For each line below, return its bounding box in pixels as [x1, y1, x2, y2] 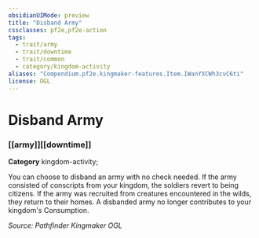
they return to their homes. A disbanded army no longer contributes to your [8, 197, 252, 207]
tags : [8, 33, 26, 42]
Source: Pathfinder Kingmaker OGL [8, 221, 123, 230]
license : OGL [8, 77, 51, 85]
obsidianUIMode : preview [8, 11, 89, 20]
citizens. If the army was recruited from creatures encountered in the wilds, [8, 189, 252, 198]
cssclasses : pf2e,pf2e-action [8, 26, 108, 34]
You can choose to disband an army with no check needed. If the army [8, 172, 237, 181]
